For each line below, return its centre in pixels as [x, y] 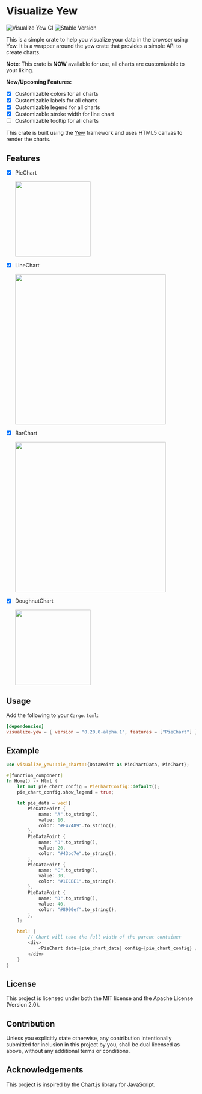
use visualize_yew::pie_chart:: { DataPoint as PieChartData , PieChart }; [98, 765]
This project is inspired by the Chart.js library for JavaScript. [81, 1084]
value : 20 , [52, 848]
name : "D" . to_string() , [68, 898]
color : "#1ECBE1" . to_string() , [78, 881]
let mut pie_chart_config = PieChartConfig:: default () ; [89, 787]
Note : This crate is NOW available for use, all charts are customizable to [96, 64]
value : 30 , [52, 876]
